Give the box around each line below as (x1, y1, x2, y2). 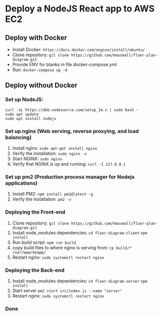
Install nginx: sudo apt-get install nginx (12, 145, 98, 151)
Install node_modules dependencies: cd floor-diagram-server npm (12, 278, 148, 284)
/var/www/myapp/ (12, 250, 46, 255)
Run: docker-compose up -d (12, 67, 68, 73)
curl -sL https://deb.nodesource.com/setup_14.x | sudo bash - (5, 107, 139, 112)
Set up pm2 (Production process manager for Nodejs (5, 173, 135, 180)
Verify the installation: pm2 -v (12, 196, 72, 202)
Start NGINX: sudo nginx (12, 155, 62, 162)
